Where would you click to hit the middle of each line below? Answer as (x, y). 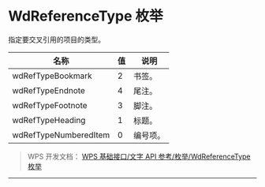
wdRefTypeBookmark (52, 76)
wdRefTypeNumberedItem (61, 135)
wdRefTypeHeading (49, 120)
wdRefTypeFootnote (50, 105)
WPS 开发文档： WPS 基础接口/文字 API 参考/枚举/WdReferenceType (139, 156)
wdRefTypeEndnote (49, 90)
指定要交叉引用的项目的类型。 (56, 39)
